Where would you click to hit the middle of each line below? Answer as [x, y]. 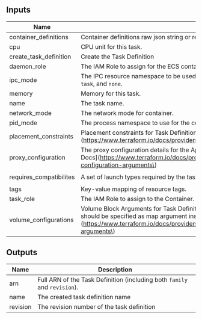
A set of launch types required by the [133, 177]
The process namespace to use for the [136, 123]
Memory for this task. [111, 93]
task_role [22, 199]
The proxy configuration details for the [135, 150]
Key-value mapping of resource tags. [134, 189]
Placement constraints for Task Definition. [140, 132]
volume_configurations [41, 220]
